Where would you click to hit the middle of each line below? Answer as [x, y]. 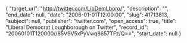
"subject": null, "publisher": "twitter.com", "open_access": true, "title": [91, 21]
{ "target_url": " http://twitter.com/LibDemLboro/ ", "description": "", [87, 9]
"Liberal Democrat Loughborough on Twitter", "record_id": [77, 27]
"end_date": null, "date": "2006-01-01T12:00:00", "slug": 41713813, [87, 15]
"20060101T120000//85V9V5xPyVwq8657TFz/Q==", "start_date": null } [93, 34]
